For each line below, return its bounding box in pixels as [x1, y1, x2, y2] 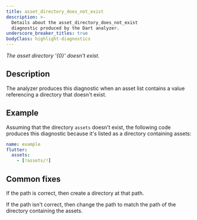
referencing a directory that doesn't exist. [6, 91, 107, 98]
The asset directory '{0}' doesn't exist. [6, 52, 100, 59]
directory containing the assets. [6, 207, 83, 214]
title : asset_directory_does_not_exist [6, 8, 104, 15]
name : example [6, 141, 41, 147]
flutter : [6, 146, 28, 153]
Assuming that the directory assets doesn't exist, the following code [6, 124, 171, 131]
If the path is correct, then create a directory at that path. [6, 189, 144, 196]
